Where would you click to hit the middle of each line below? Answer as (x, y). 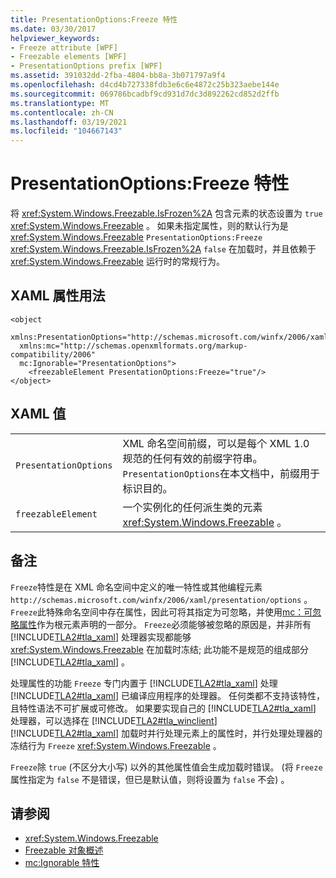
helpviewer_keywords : (55, 38)
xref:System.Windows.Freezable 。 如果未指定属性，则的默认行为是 (149, 226)
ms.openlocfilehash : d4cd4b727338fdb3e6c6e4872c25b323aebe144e (145, 85)
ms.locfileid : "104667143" (66, 131)
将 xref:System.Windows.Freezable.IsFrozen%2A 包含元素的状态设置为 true (166, 213)
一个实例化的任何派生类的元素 (192, 507)
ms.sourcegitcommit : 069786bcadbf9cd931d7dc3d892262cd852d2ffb (145, 94)
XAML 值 (38, 414)
